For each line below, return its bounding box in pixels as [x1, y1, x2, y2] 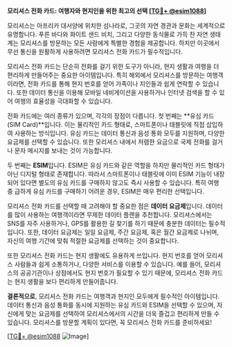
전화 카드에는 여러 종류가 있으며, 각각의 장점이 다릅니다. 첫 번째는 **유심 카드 [7, 112, 215, 120]
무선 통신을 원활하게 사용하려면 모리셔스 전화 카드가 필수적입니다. [7, 48, 184, 56]
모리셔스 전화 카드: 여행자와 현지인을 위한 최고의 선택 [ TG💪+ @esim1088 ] [7, 7, 206, 15]
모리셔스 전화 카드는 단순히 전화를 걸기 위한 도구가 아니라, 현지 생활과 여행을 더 [7, 62, 220, 70]
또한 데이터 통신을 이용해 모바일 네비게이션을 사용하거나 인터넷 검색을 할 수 [16, 88, 218, 96]
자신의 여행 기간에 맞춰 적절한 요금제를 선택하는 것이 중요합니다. [7, 237, 179, 245]
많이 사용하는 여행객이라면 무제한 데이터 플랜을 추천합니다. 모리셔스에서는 [14, 211, 213, 219]
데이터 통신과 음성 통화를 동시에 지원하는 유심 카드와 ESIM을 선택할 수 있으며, [7, 301, 216, 309]
